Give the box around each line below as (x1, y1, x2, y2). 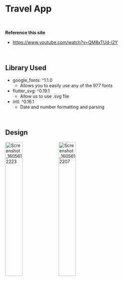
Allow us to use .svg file (20, 93, 69, 99)
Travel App (5, 3, 52, 15)
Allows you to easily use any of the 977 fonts (20, 82, 113, 88)
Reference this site (5, 29, 46, 35)
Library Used (5, 64, 47, 72)
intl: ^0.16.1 (12, 98, 34, 104)
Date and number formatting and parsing (20, 104, 104, 110)
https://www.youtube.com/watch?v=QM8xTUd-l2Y (12, 39, 118, 45)
